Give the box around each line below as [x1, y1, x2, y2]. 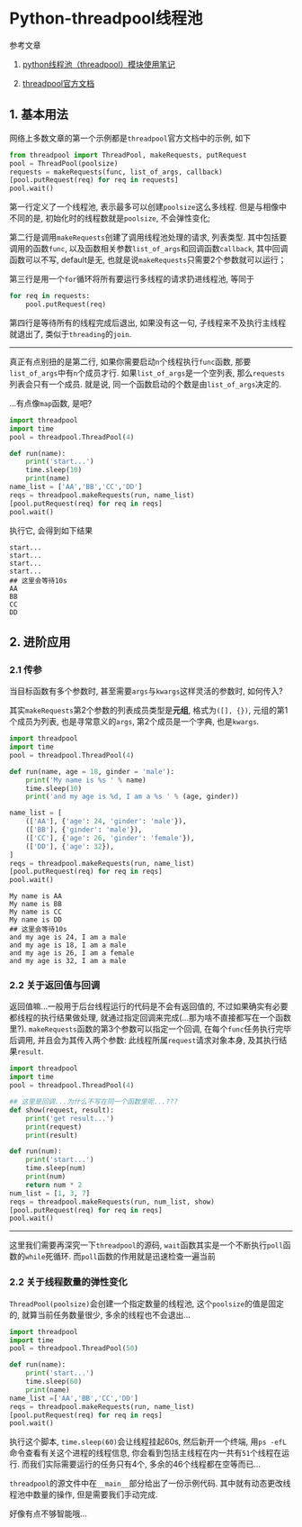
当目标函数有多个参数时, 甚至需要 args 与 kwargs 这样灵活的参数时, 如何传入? [9, 686, 283, 696]
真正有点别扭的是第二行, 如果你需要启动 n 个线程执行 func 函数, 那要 [9, 356, 252, 367]
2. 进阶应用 [9, 634, 71, 650]
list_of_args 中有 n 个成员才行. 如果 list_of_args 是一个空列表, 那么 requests [9, 367, 286, 378]
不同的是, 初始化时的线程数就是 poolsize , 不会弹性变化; [9, 213, 211, 223]
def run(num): [9, 1147, 63, 1156]
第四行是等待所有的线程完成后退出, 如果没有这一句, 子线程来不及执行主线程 [9, 317, 286, 328]
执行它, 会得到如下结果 [9, 524, 93, 536]
